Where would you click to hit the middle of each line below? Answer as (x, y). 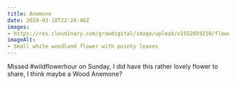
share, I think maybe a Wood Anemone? (65, 74)
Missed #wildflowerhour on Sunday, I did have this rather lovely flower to (113, 66)
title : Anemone (29, 14)
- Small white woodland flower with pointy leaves (83, 46)
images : (19, 27)
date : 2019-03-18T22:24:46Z (48, 20)
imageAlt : (22, 40)
